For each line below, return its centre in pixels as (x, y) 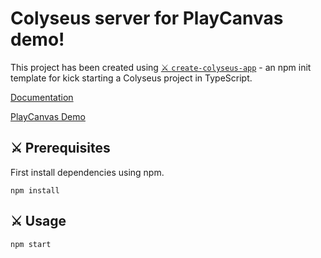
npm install (35, 190)
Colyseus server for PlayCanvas (147, 18)
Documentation (42, 97)
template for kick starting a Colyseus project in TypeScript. (131, 78)
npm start (31, 244)
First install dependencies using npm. (87, 172)
